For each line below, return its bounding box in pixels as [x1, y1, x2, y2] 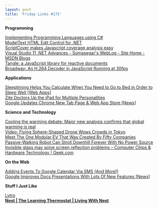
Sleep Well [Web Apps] [5, 89, 52, 95]
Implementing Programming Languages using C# [5, 35, 104, 40]
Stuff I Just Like [5, 183, 37, 189]
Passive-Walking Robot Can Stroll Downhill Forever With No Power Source [5, 139, 154, 145]
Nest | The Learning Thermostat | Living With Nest [5, 197, 109, 203]
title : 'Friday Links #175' [5, 12, 62, 17]
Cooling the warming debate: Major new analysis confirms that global [5, 119, 144, 124]
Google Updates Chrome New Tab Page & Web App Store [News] [5, 100, 136, 105]
